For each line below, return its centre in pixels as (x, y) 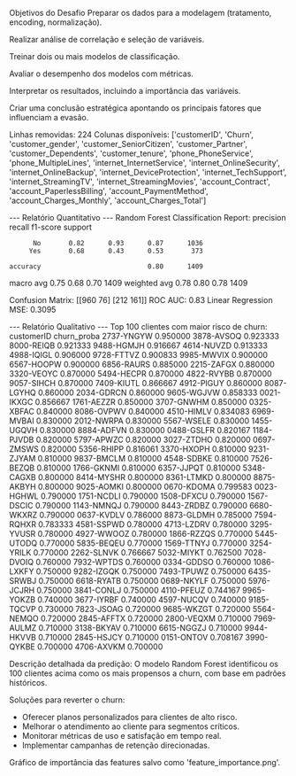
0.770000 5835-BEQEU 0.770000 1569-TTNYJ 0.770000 (143, 543)
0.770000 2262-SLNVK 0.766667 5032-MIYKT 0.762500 (138, 552)
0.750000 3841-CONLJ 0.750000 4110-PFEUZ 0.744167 (139, 590)
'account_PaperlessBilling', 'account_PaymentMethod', (109, 191)
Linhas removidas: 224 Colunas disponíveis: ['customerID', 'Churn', (131, 135)
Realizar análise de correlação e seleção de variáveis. (107, 39)
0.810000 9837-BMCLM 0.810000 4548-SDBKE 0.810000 (143, 458)
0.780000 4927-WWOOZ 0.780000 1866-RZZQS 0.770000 (145, 534)
